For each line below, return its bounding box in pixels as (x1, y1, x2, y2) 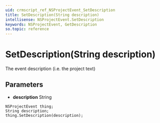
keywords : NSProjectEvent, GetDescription (5, 22, 97, 27)
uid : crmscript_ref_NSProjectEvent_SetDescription (5, 7, 116, 13)
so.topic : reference (5, 27, 50, 32)
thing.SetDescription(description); (5, 113, 83, 118)
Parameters (5, 80, 43, 89)
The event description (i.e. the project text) (5, 66, 96, 72)
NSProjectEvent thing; (5, 104, 54, 109)
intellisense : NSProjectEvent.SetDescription (5, 17, 104, 22)
